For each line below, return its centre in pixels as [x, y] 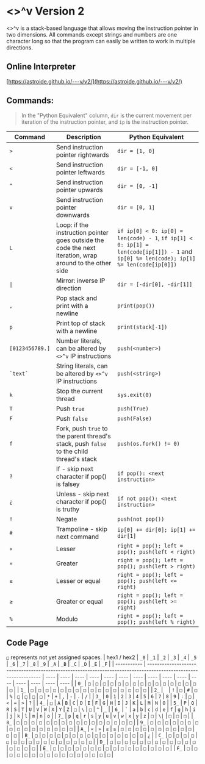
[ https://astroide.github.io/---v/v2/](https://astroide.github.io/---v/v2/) [95, 81]
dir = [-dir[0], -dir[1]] [155, 284]
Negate [67, 519]
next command [77, 537]
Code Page [27, 642]
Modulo [67, 619]
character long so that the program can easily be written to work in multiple [101, 41]
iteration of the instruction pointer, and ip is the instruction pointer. [105, 122]
